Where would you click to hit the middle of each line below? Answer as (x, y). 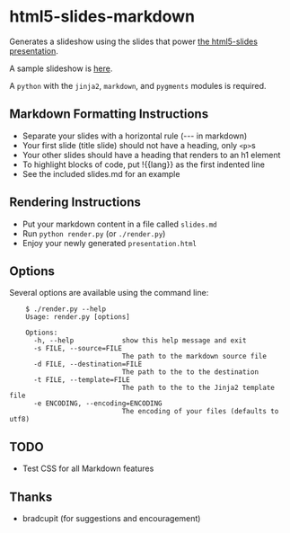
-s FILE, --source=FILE (78, 349)
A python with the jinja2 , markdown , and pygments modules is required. (138, 85)
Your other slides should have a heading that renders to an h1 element (151, 155)
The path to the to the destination (190, 372)
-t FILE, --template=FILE (81, 380)
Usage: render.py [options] (78, 317)
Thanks (31, 497)
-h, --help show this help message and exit (140, 341)
